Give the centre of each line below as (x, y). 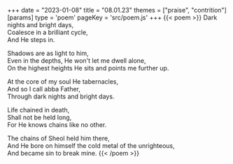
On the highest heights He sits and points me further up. (88, 68)
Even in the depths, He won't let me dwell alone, (77, 61)
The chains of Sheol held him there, (58, 138)
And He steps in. (31, 40)
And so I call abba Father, (44, 89)
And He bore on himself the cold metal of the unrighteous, (91, 146)
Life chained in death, (38, 110)
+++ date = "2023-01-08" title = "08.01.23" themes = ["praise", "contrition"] (117, 10)
